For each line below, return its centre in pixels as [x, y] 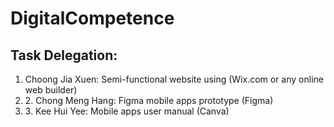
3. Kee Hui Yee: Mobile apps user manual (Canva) [127, 111]
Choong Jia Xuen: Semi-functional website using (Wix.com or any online [174, 79]
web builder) [51, 90]
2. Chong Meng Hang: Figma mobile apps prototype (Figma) [149, 100]
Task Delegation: [64, 55]
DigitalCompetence [92, 18]
